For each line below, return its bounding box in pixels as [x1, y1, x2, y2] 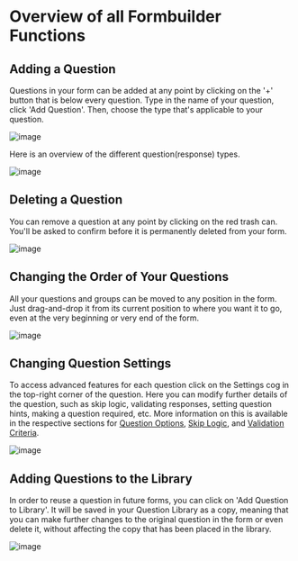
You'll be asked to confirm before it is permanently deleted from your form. [9, 225, 287, 236]
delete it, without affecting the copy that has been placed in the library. [9, 524, 272, 535]
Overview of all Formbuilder [9, 6, 222, 27]
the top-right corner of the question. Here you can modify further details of [9, 389, 288, 400]
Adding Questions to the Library [9, 471, 193, 486]
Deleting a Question [9, 192, 123, 208]
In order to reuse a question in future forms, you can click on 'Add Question [9, 495, 289, 506]
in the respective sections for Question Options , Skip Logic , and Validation [9, 418, 284, 429]
